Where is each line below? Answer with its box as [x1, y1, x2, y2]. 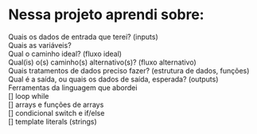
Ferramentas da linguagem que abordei [8, 82, 138, 93]
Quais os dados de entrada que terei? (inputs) [8, 32, 158, 41]
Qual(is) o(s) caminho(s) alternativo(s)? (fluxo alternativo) [8, 57, 197, 67]
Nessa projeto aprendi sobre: [8, 6, 204, 24]
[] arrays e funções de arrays [8, 100, 104, 109]
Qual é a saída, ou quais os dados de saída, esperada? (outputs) [8, 74, 219, 84]
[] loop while [8, 91, 49, 100]
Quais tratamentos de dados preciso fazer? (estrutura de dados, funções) [8, 65, 250, 75]
